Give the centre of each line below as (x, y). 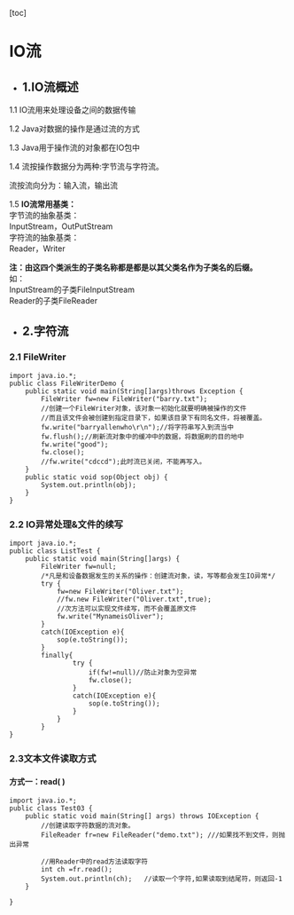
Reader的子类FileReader (54, 300)
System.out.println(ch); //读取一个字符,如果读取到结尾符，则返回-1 (162, 879)
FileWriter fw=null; (79, 566)
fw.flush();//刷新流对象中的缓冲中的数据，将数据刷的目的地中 (143, 437)
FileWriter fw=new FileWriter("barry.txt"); (124, 398)
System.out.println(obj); (89, 485)
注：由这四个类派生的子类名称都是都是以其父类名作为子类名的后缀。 (133, 267)
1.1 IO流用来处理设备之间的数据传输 (73, 110)
